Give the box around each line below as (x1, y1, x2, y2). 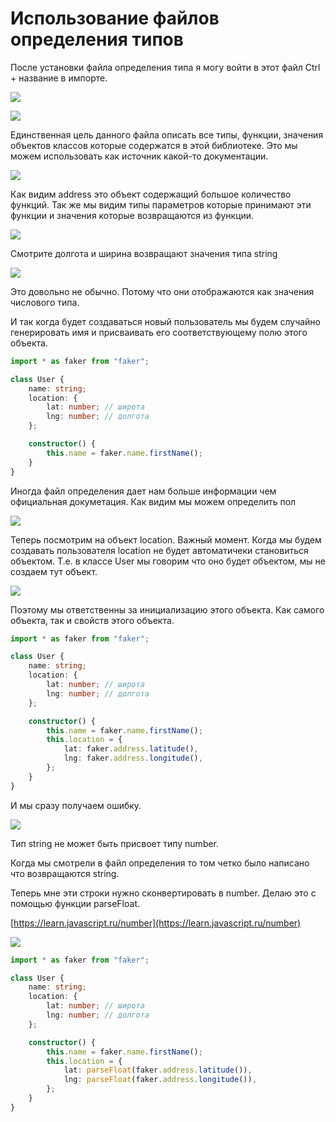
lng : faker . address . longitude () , (63, 753, 203, 764)
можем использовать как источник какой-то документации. (10, 150, 269, 162)
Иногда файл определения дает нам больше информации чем (10, 485, 277, 497)
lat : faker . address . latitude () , (63, 744, 199, 754)
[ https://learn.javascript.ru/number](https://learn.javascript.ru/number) (10, 917, 302, 929)
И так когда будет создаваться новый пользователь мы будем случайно (10, 315, 321, 327)
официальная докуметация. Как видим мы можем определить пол (10, 495, 297, 507)
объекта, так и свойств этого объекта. (10, 614, 175, 626)
